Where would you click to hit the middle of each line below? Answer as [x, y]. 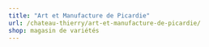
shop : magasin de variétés [54, 30]
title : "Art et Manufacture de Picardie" [79, 16]
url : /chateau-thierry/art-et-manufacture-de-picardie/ [104, 23]
